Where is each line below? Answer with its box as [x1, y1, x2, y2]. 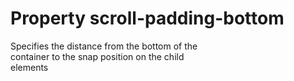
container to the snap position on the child [10, 50, 185, 62]
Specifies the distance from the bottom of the [10, 40, 198, 52]
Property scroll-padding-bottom [10, 7, 285, 30]
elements [10, 61, 49, 73]
